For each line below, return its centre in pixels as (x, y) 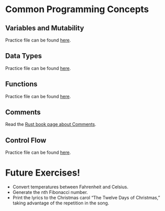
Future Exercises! (43, 173)
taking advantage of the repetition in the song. (61, 203)
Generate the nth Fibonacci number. (50, 192)
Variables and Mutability (45, 28)
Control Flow (26, 140)
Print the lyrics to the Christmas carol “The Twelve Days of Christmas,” (86, 198)
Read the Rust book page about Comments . (51, 124)
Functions (22, 84)
